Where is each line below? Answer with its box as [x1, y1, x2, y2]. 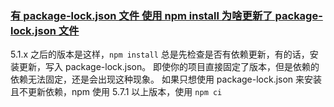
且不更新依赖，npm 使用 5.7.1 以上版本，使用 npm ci [10, 86, 223, 98]
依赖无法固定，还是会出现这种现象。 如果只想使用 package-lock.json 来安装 [10, 73, 323, 86]
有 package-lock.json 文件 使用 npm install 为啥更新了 [10, 8, 273, 22]
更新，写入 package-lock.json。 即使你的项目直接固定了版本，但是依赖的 [18, 61, 320, 73]
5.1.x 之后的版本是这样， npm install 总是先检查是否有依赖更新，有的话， [10, 48, 310, 61]
